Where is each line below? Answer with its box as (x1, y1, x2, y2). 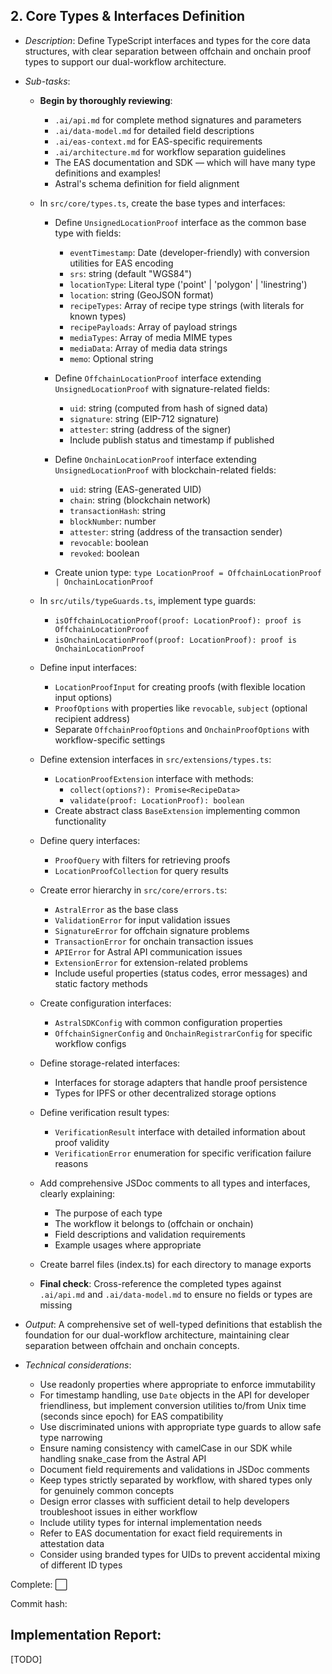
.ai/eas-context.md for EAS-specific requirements (54, 135, 263, 147)
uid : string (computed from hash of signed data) (69, 402, 269, 414)
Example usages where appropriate (54, 1239, 202, 1251)
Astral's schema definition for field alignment (54, 177, 240, 189)
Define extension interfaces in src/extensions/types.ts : (39, 753, 272, 765)
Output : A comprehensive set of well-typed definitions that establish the (24, 1318, 323, 1330)
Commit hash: (10, 1597, 68, 1609)
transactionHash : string (69, 504, 167, 516)
